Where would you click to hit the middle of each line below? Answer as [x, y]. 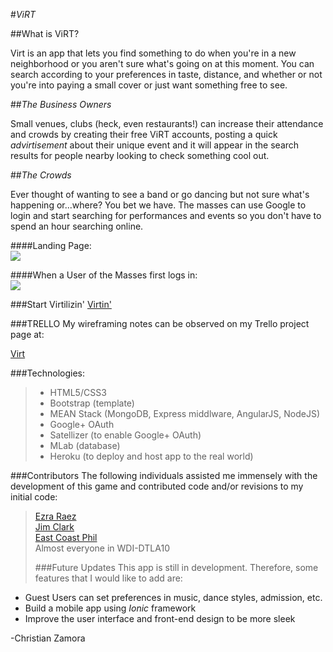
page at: [27, 334]
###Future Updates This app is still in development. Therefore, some [176, 567]
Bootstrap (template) [92, 403]
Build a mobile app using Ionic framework [110, 608]
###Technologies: [47, 373]
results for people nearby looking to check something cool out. [140, 155]
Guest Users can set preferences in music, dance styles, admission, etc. [173, 597]
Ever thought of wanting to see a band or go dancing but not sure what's [160, 194]
